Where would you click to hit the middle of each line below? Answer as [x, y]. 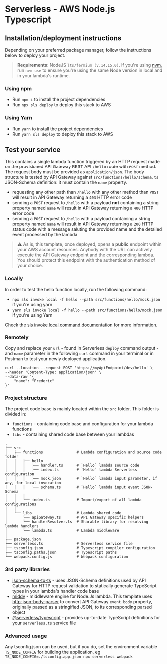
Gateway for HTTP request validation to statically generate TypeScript [84, 585]
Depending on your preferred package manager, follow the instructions [78, 50]
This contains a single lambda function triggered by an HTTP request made [82, 162]
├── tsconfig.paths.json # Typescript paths [61, 553]
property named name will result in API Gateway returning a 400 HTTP [83, 208]
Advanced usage [26, 636]
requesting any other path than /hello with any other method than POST [85, 192]
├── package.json [23, 539]
